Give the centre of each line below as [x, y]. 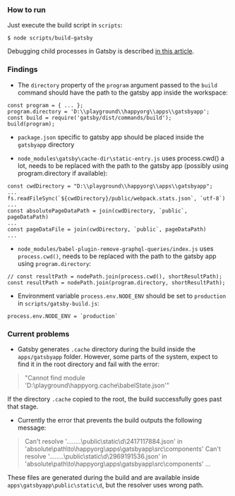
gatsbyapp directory [46, 144]
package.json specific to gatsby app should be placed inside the [111, 137]
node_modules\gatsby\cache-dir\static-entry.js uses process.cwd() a [121, 158]
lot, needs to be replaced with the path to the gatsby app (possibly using [123, 165]
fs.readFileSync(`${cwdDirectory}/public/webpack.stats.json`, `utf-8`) [116, 198]
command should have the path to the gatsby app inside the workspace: [122, 92]
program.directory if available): [62, 173]
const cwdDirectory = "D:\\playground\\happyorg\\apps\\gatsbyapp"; [110, 186]
